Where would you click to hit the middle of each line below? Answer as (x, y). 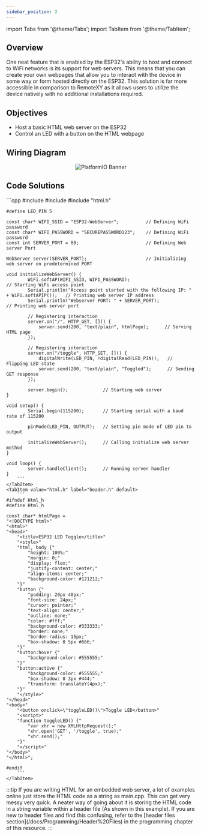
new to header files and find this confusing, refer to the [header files (91, 815)
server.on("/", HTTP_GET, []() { (70, 322)
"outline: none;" (49, 616)
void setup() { (25, 406)
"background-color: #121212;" (65, 579)
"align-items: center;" (57, 574)
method (14, 448)
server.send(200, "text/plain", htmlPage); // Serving (115, 327)
